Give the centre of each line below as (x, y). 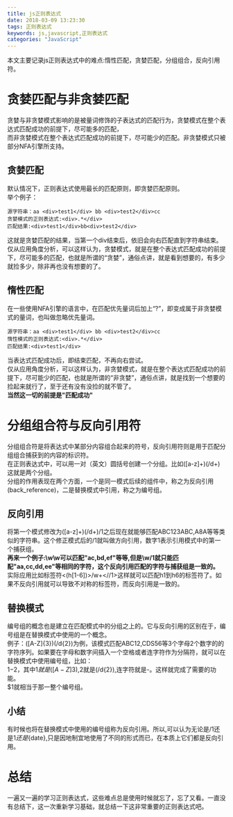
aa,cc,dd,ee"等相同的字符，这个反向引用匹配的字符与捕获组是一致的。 (118, 566)
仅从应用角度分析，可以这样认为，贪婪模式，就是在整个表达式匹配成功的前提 (116, 248)
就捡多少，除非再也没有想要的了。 (56, 266)
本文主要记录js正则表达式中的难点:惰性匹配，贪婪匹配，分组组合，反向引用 (114, 61)
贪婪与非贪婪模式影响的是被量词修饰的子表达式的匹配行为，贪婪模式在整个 (113, 120)
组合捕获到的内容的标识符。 (52, 455)
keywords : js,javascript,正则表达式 (58, 33)
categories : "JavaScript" (44, 40)
